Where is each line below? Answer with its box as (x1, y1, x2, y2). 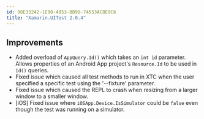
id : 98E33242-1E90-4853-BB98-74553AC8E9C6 (6, 9, 116, 15)
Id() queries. (15, 67, 49, 74)
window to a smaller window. (15, 93, 89, 100)
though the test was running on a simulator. (15, 106, 125, 113)
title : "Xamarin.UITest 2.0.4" (6, 15, 86, 21)
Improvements (6, 37, 63, 48)
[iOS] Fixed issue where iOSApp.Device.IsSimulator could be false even (15, 99, 198, 107)
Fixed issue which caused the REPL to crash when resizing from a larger (15, 86, 198, 94)
